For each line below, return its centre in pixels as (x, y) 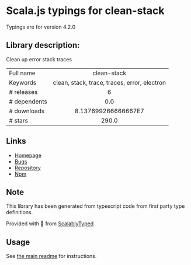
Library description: (43, 45)
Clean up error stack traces (39, 59)
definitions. (20, 212)
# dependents (28, 102)
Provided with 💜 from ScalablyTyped (50, 224)
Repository (27, 168)
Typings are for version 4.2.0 (41, 27)
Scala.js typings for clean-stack (85, 11)
